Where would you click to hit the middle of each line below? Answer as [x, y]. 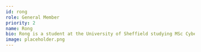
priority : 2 [20, 23]
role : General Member [33, 17]
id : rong [16, 12]
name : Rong [19, 28]
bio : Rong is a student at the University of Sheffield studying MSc [94, 34]
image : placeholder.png [35, 39]
